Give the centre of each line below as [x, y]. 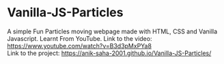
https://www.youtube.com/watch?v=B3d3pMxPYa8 [80, 46]
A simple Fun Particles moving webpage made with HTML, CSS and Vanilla [112, 31]
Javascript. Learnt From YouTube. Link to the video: [80, 38]
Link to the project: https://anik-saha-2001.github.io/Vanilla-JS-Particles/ [109, 53]
